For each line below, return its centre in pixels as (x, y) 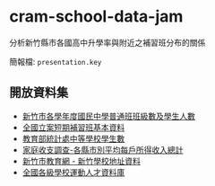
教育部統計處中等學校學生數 (73, 138)
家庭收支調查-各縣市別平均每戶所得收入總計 (103, 149)
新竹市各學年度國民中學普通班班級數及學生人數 (108, 116)
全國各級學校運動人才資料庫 (73, 172)
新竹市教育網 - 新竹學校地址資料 (82, 161)
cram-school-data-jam (96, 17)
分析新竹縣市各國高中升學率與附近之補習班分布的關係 (107, 42)
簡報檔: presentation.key (56, 61)
